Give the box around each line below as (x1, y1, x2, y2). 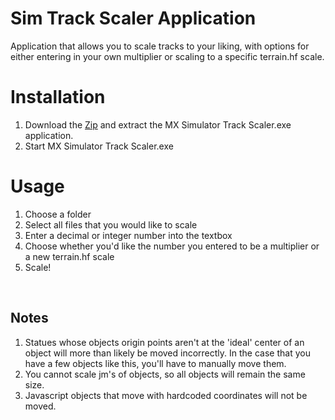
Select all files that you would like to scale (24, 218, 198, 231)
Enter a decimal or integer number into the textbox (24, 229, 233, 241)
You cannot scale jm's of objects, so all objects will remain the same (24, 368, 306, 380)
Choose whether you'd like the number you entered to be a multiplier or (24, 240, 320, 252)
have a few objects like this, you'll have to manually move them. (24, 357, 287, 369)
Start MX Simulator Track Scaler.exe (24, 140, 174, 152)
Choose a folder (24, 208, 92, 220)
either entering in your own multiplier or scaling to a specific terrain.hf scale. (10, 50, 325, 62)
